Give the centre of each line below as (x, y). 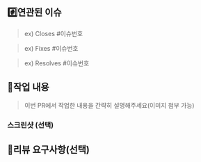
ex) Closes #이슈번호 (54, 33)
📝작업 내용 (29, 87)
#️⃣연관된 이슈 (34, 13)
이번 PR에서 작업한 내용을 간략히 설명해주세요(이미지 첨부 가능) (109, 105)
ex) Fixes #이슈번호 (51, 48)
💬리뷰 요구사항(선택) (49, 149)
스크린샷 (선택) (31, 125)
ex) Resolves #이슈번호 (57, 63)
